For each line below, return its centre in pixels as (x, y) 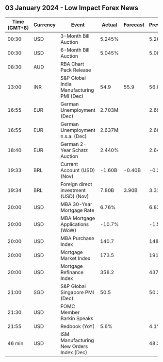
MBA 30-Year (76, 204)
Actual (109, 25)
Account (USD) (78, 170)
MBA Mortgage (78, 218)
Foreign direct (76, 184)
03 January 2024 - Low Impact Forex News (72, 8)
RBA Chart (72, 64)
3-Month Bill (75, 36)
